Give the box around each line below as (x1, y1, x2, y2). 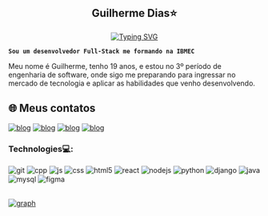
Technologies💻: (8, 143, 74, 154)
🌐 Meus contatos (8, 102, 96, 115)
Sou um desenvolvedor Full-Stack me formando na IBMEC (8, 47, 195, 55)
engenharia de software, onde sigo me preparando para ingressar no (8, 70, 236, 79)
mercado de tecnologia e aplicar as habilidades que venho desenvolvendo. (8, 78, 256, 88)
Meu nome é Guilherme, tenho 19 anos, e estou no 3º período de (8, 61, 222, 70)
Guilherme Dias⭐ (91, 6, 178, 20)
